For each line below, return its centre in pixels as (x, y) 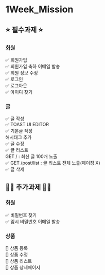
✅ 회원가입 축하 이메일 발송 (33, 66)
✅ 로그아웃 (16, 85)
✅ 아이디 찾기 (19, 92)
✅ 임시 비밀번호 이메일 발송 (33, 221)
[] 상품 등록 (17, 248)
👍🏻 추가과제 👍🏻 (28, 187)
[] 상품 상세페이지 (23, 267)
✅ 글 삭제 (15, 169)
